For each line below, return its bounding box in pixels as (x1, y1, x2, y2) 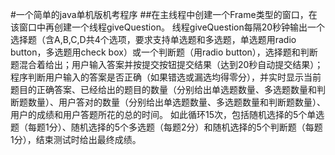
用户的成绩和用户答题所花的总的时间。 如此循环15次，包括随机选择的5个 (10, 109, 308, 120)
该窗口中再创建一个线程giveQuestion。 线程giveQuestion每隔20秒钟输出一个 (10, 21, 326, 33)
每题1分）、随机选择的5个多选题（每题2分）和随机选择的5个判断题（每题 (27, 121, 323, 133)
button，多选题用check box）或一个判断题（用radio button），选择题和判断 (10, 46, 318, 58)
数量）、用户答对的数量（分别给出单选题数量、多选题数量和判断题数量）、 (27, 96, 326, 108)
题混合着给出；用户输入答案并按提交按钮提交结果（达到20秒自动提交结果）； (10, 59, 324, 70)
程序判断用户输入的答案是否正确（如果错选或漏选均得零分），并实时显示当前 (10, 71, 322, 83)
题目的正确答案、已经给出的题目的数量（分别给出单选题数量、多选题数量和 (10, 84, 317, 95)
